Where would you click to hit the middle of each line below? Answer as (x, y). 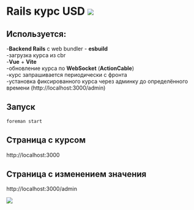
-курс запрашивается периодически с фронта (67, 75)
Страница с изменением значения (76, 174)
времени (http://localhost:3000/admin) (56, 88)
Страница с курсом (46, 140)
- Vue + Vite (21, 62)
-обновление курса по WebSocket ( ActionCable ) (70, 68)
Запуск (21, 107)
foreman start (24, 121)
